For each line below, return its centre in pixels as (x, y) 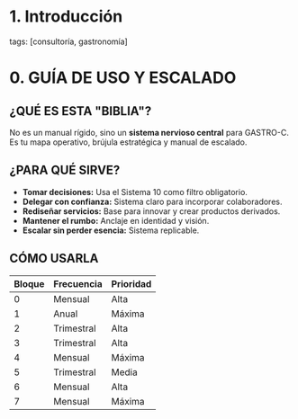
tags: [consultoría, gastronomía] (68, 41)
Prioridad (131, 283)
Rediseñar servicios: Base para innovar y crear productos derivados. (151, 211)
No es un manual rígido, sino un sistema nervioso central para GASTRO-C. (149, 132)
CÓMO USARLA (54, 259)
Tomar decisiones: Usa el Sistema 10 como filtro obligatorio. (135, 192)
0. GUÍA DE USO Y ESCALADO (123, 78)
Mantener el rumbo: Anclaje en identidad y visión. (116, 220)
